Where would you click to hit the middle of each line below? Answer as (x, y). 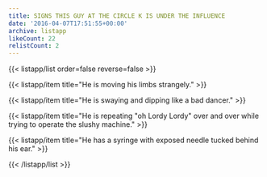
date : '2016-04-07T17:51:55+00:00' (68, 23)
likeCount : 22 (32, 38)
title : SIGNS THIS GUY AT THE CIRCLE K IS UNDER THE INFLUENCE (117, 16)
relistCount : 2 (34, 46)
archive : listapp (38, 31)
